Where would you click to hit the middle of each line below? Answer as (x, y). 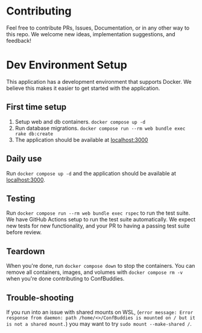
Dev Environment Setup (67, 65)
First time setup (36, 107)
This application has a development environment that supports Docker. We (99, 81)
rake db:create (34, 134)
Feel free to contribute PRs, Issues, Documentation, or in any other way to (98, 28)
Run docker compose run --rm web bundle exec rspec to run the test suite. (98, 213)
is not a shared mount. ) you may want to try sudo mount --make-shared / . (99, 323)
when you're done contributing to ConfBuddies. (65, 279)
